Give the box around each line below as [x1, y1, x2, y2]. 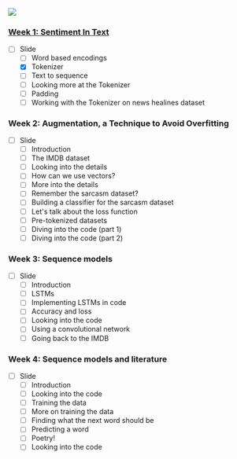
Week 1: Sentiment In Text [8, 26, 109, 37]
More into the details [31, 180, 98, 189]
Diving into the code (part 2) [31, 233, 124, 243]
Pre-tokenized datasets [31, 215, 108, 225]
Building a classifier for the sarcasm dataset [31, 197, 174, 207]
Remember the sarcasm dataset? [31, 189, 139, 198]
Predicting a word [31, 424, 89, 434]
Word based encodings [31, 53, 108, 63]
